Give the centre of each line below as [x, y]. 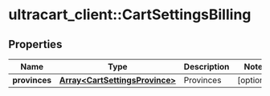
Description [207, 67]
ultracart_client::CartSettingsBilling [130, 15]
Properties [35, 44]
